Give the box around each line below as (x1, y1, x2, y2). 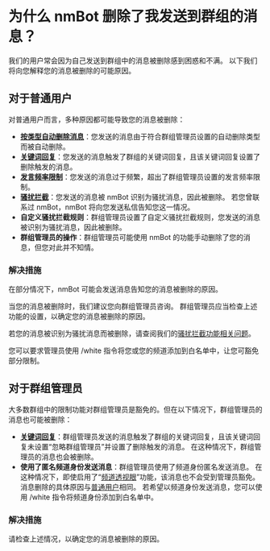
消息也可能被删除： (8, 414, 73, 424)
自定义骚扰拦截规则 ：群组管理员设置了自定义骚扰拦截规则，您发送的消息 (19, 212, 260, 222)
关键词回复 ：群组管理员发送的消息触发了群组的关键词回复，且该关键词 (19, 432, 254, 441)
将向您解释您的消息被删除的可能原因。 (8, 65, 135, 75)
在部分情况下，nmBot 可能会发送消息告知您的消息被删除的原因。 (8, 284, 223, 294)
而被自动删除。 (19, 142, 70, 151)
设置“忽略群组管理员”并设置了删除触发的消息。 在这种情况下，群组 (34, 441, 255, 451)
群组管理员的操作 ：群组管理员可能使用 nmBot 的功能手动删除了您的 (19, 232, 244, 242)
